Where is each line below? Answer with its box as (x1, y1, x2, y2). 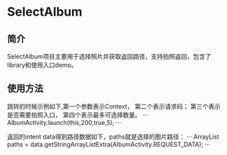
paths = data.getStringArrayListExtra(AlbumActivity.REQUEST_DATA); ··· (7, 140, 211, 148)
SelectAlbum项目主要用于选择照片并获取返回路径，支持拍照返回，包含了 (7, 53, 211, 60)
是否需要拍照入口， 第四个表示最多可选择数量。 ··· (7, 111, 148, 119)
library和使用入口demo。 (7, 61, 77, 69)
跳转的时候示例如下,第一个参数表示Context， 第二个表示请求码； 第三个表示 (7, 102, 221, 110)
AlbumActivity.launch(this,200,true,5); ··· (7, 118, 121, 126)
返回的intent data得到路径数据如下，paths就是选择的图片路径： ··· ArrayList (7, 132, 219, 141)
